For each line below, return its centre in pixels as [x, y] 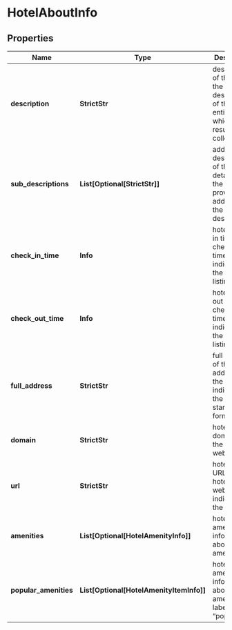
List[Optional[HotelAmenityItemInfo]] [143, 590]
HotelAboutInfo [52, 13]
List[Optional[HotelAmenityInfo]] [135, 536]
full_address [31, 386]
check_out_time [37, 318]
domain [23, 440]
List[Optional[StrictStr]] [120, 184]
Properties [30, 38]
